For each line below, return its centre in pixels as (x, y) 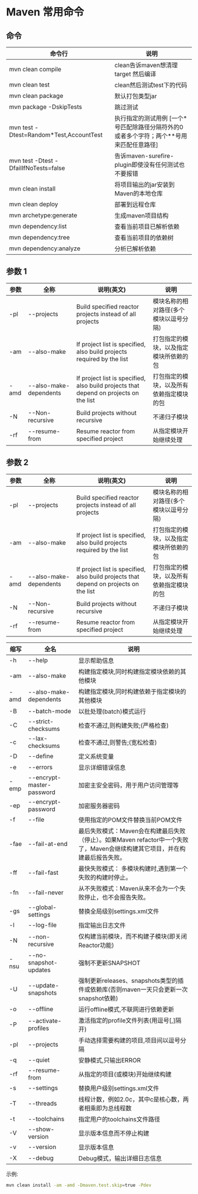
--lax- (38, 738)
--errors (40, 767)
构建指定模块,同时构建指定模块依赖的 (130, 671)
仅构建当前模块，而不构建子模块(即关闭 (133, 936)
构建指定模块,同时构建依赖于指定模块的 (133, 691)
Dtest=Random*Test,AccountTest (56, 135)
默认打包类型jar (136, 96)
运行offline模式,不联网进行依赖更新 (126, 1009)
